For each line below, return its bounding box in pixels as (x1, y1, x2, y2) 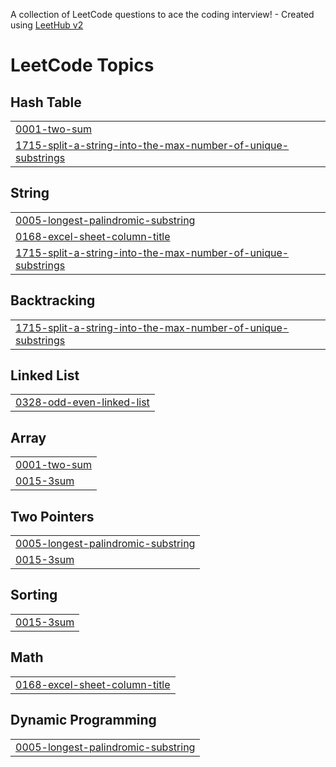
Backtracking (10, 292, 96, 309)
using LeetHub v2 (10, 19, 84, 31)
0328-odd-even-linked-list (15, 395, 150, 409)
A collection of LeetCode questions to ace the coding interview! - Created (10, 9, 315, 20)
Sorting (10, 587, 58, 604)
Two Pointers (10, 508, 95, 525)
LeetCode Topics (10, 54, 155, 77)
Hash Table (10, 94, 82, 111)
